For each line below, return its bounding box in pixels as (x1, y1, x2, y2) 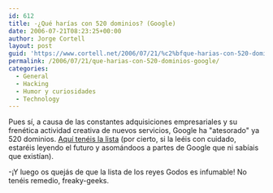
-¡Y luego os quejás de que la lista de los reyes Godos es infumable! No (8, 167, 248, 177)
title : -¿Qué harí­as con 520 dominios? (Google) (8, 19, 176, 28)
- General (15, 72, 49, 80)
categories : (8, 65, 49, 73)
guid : (8, 49, 27, 58)
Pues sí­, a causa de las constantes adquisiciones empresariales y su (8, 117, 238, 127)
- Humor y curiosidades (15, 87, 96, 96)
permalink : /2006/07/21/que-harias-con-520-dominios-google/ (8, 58, 220, 66)
